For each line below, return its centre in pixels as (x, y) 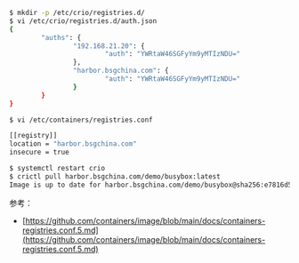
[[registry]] (33, 136)
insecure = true (39, 152)
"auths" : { (61, 37)
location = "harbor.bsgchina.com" (73, 144)
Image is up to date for (55, 185)
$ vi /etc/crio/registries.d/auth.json (83, 21)
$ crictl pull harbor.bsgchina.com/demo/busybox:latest (115, 176)
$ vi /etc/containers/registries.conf (81, 120)
